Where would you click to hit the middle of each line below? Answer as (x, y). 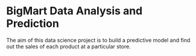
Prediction (33, 24)
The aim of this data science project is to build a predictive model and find (98, 40)
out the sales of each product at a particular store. (68, 46)
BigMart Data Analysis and (74, 11)
